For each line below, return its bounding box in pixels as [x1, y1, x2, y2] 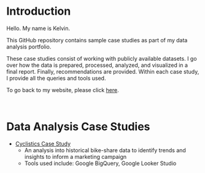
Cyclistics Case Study [15, 140, 71, 147]
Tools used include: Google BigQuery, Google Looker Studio [24, 160, 177, 167]
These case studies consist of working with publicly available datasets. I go [6, 55, 198, 62]
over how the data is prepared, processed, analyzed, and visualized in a [6, 61, 188, 69]
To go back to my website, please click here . [6, 86, 120, 93]
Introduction [6, 4, 71, 18]
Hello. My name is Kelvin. [6, 25, 71, 32]
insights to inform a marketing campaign [24, 153, 127, 160]
